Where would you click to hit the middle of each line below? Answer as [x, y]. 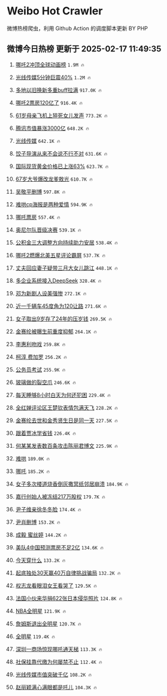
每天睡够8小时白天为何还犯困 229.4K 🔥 [63, 395]
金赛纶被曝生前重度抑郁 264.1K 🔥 [56, 331]
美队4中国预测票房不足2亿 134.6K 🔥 [60, 547]
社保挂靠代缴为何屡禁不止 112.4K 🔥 [59, 661]
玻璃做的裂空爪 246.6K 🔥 [46, 382]
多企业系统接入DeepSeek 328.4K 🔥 [58, 280]
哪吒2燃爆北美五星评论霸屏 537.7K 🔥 [60, 255]
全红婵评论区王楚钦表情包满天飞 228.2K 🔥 [67, 407]
